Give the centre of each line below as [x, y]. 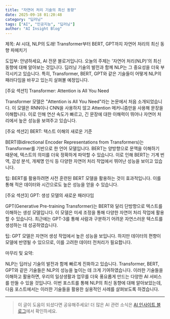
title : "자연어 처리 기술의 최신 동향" [41, 10]
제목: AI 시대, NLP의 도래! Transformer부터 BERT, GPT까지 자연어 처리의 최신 [82, 44]
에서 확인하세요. [41, 311]
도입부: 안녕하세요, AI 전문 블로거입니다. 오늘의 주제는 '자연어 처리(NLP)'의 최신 [83, 61]
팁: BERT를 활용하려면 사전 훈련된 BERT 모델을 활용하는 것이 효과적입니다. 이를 [83, 179]
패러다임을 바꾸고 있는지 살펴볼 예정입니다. [47, 80]
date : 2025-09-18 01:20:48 [34, 15]
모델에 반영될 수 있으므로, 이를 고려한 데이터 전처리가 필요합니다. [69, 242]
